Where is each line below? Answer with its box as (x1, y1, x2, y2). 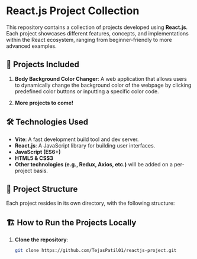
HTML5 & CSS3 (14, 155, 54, 162)
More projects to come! (14, 99, 74, 106)
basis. (33, 167, 49, 174)
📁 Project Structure (6, 184, 78, 194)
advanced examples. (6, 42, 57, 50)
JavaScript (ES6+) (14, 148, 61, 155)
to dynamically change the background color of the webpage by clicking (14, 81, 192, 88)
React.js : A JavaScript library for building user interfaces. (14, 142, 156, 149)
